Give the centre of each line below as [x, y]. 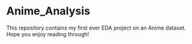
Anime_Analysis [48, 11]
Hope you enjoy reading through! [48, 34]
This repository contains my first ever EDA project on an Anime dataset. [96, 28]
